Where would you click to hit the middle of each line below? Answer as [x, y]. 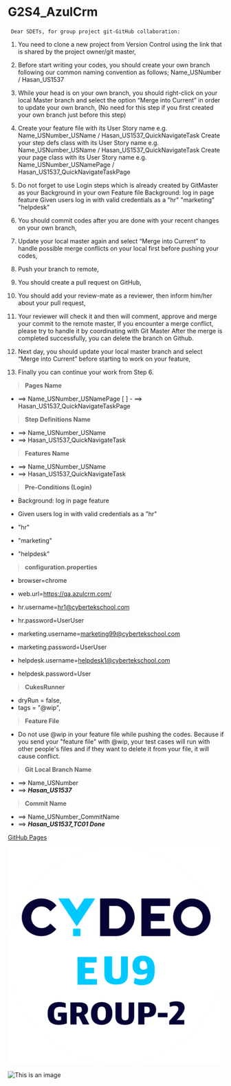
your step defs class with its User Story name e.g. [88, 142]
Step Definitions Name [58, 419]
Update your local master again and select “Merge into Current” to [111, 241]
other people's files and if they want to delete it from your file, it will [113, 749]
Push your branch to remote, [58, 269]
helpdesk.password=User [54, 674]
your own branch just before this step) [72, 115]
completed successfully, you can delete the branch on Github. [106, 338]
